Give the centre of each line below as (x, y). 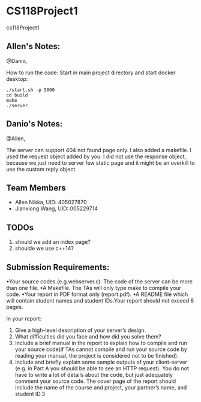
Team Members (36, 188)
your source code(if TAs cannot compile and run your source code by (101, 349)
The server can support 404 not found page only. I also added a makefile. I (99, 150)
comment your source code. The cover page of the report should (95, 381)
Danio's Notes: (34, 124)
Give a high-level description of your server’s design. (80, 330)
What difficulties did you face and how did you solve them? (88, 336)
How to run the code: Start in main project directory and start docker (91, 72)
